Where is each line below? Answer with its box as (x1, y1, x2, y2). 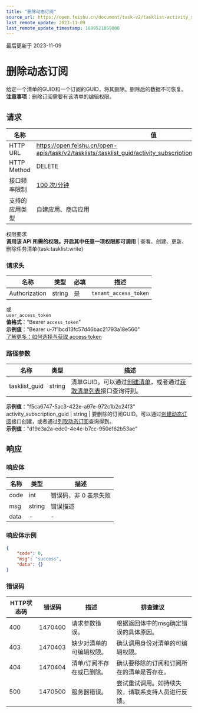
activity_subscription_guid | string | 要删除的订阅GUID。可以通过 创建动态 (6, 410, 183, 417)
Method (9, 166, 31, 174)
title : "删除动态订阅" (6, 8, 57, 15)
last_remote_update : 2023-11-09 (6, 20, 85, 25)
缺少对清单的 (71, 639, 107, 647)
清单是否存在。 (128, 668, 170, 676)
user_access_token (6, 313, 51, 319)
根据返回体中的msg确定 (116, 619, 181, 627)
